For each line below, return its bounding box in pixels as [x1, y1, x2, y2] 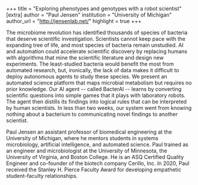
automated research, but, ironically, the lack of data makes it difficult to [6, 67, 179, 73]
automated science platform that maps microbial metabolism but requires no [6, 79, 192, 86]
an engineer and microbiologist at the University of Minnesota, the [6, 147, 167, 154]
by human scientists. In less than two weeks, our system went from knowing [6, 105, 192, 111]
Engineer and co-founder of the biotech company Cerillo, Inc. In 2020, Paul [6, 160, 190, 167]
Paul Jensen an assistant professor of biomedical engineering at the [6, 128, 173, 135]
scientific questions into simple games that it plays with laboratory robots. [6, 92, 186, 99]
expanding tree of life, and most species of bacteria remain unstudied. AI [6, 41, 184, 48]
